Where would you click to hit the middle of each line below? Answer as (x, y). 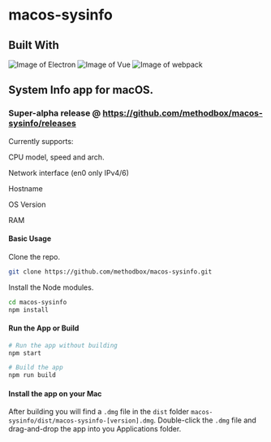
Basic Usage (30, 239)
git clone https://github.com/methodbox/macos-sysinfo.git (110, 271)
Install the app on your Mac (55, 393)
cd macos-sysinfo (38, 302)
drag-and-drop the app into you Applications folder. (95, 429)
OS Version (27, 204)
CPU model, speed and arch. (56, 157)
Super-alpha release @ (55, 113)
